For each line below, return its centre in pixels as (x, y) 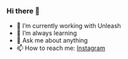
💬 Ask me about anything (52, 40)
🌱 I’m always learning (46, 33)
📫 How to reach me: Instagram (61, 48)
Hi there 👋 (23, 11)
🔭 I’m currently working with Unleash (68, 26)
